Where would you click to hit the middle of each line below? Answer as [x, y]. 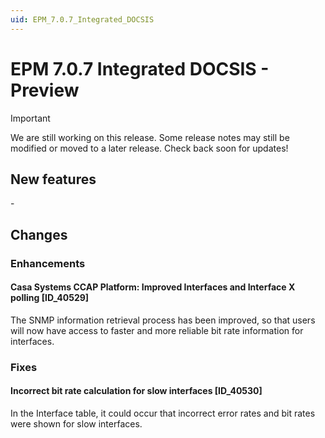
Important [30, 118]
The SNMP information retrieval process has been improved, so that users [163, 320]
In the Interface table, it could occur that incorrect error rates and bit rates [163, 413]
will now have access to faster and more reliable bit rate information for [157, 330]
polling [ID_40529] [50, 298]
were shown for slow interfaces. [76, 424]
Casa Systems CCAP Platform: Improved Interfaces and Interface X [153, 287]
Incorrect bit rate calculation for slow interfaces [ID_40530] [136, 391]
